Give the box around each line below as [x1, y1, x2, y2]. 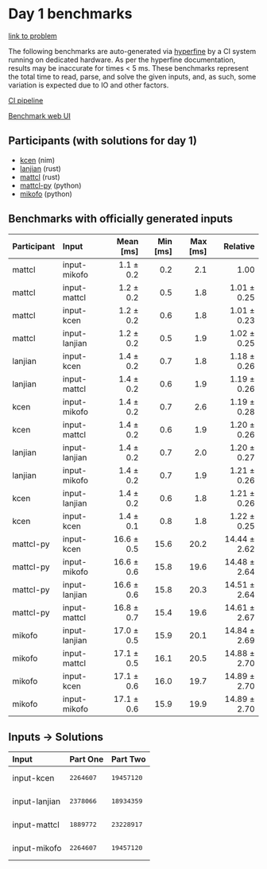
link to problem [8, 31, 57, 41]
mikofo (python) [19, 188, 73, 199]
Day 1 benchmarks [8, 5, 133, 23]
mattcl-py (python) [19, 180, 82, 190]
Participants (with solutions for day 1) [8, 134, 197, 148]
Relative [223, 240, 255, 251]
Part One [69, 754, 104, 765]
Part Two [110, 754, 146, 765]
